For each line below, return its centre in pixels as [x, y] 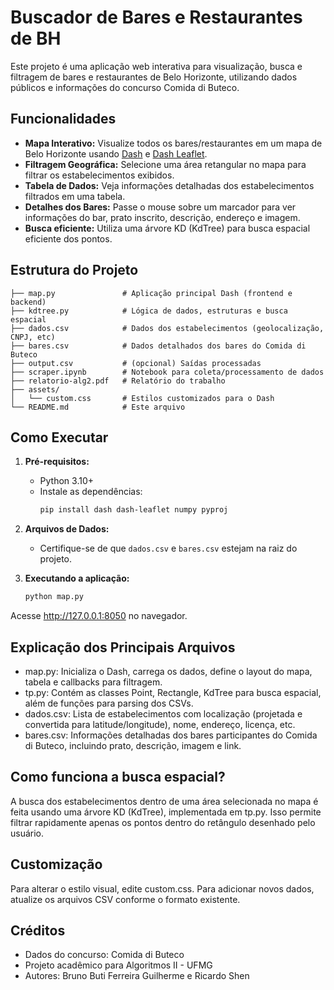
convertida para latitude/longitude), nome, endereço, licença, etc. [160, 724]
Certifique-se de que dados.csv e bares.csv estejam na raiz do [168, 548]
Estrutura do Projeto [74, 270]
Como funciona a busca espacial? [118, 777]
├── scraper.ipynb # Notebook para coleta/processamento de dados [167, 372]
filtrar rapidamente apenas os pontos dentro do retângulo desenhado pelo [163, 822]
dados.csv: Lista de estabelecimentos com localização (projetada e [163, 713]
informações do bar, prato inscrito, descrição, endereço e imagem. [162, 217]
